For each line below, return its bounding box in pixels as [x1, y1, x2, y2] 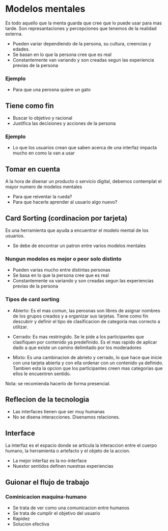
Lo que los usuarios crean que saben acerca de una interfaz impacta [12, 145, 157, 151]
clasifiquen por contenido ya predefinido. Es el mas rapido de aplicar [12, 339, 157, 345]
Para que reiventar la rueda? [12, 194, 72, 200]
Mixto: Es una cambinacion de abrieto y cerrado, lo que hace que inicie [12, 354, 162, 360]
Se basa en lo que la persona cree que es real [12, 272, 109, 278]
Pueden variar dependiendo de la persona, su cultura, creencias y [12, 40, 151, 46]
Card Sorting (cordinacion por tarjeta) [5, 214, 128, 222]
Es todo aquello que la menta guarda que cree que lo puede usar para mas [5, 20, 162, 26]
